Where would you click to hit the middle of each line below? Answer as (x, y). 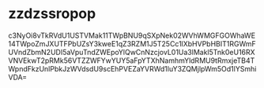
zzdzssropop (52, 14)
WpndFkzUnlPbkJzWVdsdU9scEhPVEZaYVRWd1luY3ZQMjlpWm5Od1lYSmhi (132, 68)
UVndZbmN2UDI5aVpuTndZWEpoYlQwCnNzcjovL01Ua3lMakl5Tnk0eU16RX (132, 52)
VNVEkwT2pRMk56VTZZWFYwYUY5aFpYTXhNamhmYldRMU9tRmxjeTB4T (132, 60)
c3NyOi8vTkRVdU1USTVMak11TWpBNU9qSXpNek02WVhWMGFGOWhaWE (132, 35)
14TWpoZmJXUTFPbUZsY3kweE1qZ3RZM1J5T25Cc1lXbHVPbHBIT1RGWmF (132, 43)
